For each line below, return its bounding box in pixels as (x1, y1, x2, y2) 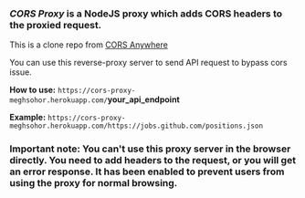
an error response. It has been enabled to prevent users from (9, 165, 285, 178)
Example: (9, 112, 47, 123)
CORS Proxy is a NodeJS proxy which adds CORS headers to (9, 7, 283, 20)
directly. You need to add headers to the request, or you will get (9, 154, 297, 167)
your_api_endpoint (107, 94, 180, 105)
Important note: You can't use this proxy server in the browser (9, 142, 291, 155)
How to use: (9, 85, 57, 96)
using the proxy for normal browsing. (9, 177, 178, 190)
